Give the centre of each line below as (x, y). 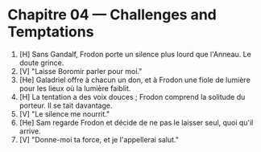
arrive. (30, 131)
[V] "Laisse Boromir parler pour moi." (81, 71)
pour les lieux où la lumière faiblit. (75, 88)
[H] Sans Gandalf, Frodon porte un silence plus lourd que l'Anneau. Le (135, 54)
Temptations (51, 32)
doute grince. (41, 63)
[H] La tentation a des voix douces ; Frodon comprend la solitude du (132, 97)
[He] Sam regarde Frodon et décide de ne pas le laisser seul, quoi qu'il (136, 122)
